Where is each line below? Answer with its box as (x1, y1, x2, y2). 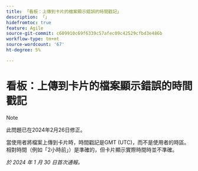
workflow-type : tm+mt (6, 36, 60, 42)
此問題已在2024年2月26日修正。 (6, 126, 86, 133)
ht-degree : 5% (6, 47, 41, 53)
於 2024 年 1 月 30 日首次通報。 (6, 159, 83, 166)
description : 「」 (6, 14, 50, 20)
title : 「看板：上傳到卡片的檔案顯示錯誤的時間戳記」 (6, 8, 122, 15)
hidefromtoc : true (6, 19, 51, 25)
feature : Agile (6, 25, 44, 31)
